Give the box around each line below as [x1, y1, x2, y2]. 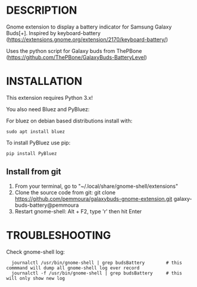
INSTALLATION [6, 75, 82, 88]
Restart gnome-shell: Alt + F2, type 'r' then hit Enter [14, 207, 142, 215]
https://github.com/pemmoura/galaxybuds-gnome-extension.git [14, 195, 173, 202]
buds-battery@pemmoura [14, 201, 79, 209]
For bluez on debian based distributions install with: [6, 117, 133, 124]
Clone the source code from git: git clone [14, 188, 116, 196]
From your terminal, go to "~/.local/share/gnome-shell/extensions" [14, 182, 179, 190]
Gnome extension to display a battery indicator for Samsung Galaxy [6, 23, 172, 30]
